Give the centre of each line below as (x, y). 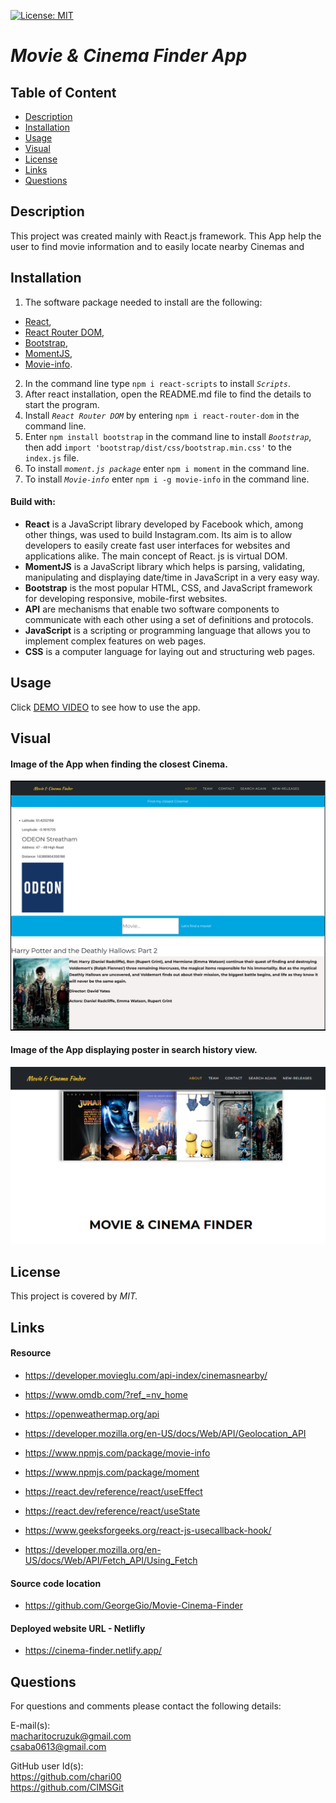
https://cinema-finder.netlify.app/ (93, 1651)
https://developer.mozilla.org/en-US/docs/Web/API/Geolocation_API (165, 1433)
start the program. (62, 404)
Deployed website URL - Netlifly (78, 1628)
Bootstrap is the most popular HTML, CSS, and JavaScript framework (168, 587)
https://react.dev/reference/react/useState (112, 1511)
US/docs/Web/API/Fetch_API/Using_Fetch (111, 1560)
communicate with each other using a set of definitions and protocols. (169, 619)
